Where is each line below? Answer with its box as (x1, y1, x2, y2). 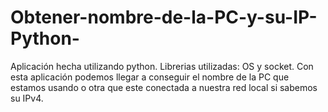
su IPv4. (10, 92, 44, 104)
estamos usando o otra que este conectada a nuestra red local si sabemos (10, 81, 318, 93)
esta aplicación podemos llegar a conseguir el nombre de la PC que (10, 71, 290, 83)
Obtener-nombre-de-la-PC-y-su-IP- (10, 6, 318, 29)
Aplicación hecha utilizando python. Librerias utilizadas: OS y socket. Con (10, 60, 314, 72)
